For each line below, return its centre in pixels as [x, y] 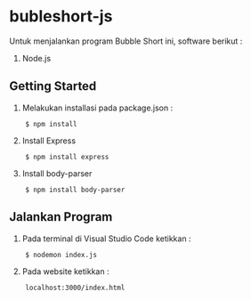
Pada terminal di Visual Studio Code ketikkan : [106, 239]
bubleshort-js [61, 16]
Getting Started [53, 86]
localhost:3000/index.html [75, 288]
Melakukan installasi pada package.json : [97, 108]
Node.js [36, 58]
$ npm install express [67, 157]
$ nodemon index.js [61, 255]
